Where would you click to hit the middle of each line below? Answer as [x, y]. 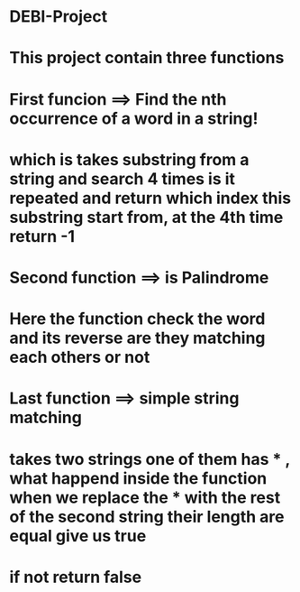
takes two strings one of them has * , [150, 459]
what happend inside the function [138, 478]
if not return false [76, 577]
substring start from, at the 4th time [146, 217]
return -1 [42, 236]
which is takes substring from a [129, 159]
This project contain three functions [147, 58]
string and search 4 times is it [123, 179]
